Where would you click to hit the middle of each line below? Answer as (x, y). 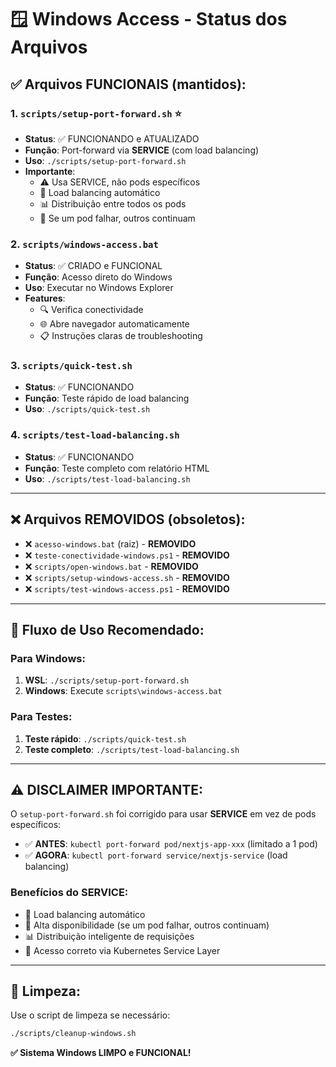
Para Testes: (41, 717)
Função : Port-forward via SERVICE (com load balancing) (142, 150)
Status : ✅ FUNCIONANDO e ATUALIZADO (112, 138)
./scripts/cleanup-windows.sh (73, 1034)
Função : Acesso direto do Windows (98, 277)
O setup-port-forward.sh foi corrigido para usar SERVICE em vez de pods (163, 814)
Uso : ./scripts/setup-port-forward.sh (105, 160)
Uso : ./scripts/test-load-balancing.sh (107, 478)
